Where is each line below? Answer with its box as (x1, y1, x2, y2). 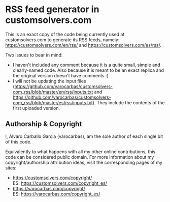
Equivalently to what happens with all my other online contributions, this (5, 149, 156, 155)
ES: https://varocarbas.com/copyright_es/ (12, 191, 100, 197)
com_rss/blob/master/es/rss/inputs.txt (12, 99, 93, 105)
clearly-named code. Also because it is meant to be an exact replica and (12, 67, 164, 73)
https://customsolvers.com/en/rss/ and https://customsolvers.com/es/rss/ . (5, 42, 161, 48)
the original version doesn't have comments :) (12, 72, 109, 78)
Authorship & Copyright (5, 120, 82, 128)
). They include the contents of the (92, 99, 165, 105)
